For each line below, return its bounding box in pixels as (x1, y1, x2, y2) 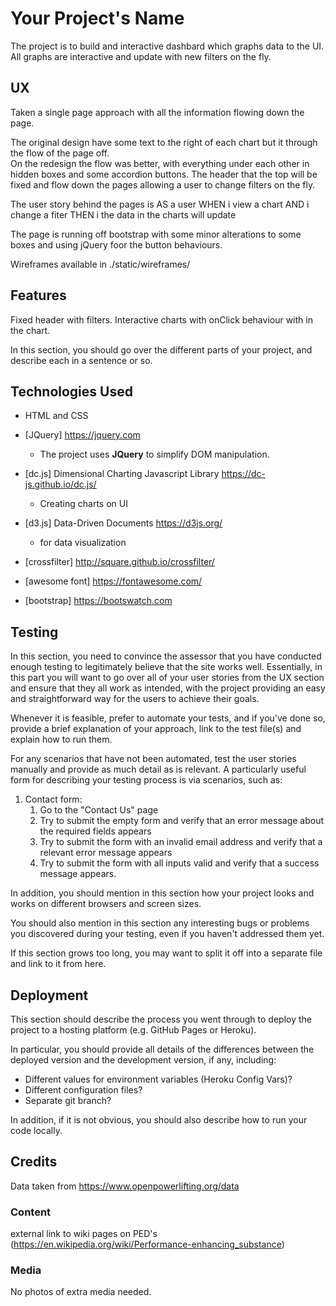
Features (10, 287, 67, 304)
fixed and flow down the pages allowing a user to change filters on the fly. (10, 178, 316, 191)
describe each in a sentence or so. (10, 354, 153, 366)
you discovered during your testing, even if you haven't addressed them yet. (10, 928, 325, 940)
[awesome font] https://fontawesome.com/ (24, 575, 203, 587)
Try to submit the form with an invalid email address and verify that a (39, 836, 323, 848)
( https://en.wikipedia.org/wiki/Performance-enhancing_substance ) (10, 1238, 285, 1251)
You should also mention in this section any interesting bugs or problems (10, 917, 310, 929)
